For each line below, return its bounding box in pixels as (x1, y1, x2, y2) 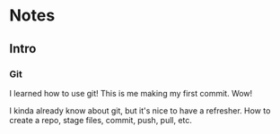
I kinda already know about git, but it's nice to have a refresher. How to (9, 105, 271, 116)
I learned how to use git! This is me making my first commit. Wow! (9, 88, 253, 98)
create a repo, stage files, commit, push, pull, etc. (9, 114, 193, 125)
